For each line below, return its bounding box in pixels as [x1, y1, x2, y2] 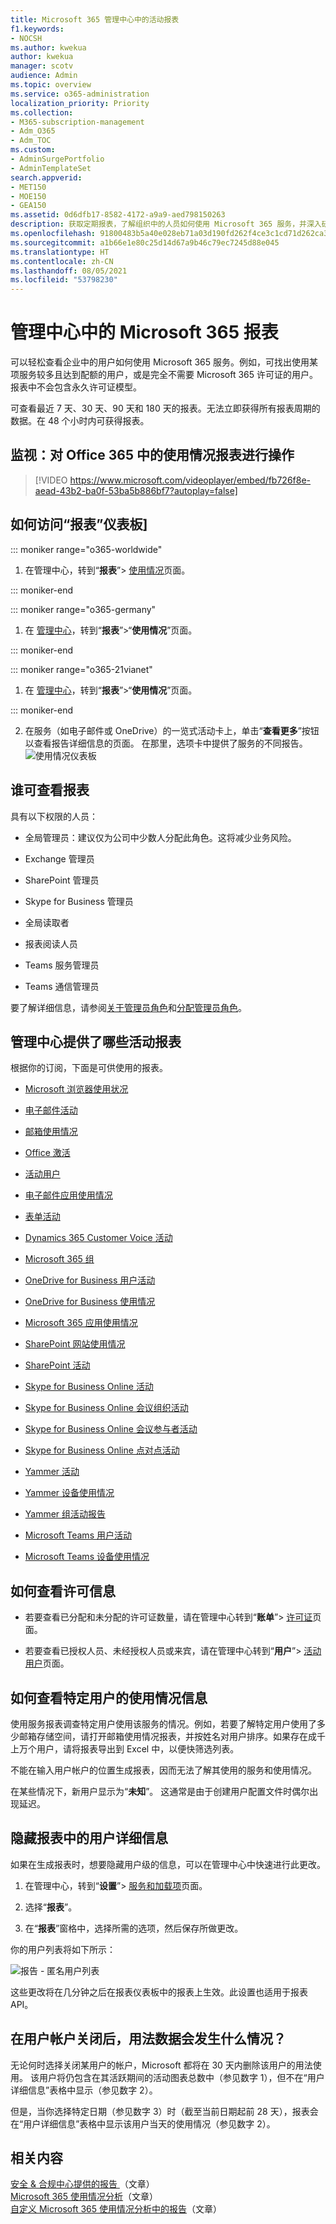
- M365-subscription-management [10, 117, 145, 127]
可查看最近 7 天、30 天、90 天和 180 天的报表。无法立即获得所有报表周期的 [10, 402, 321, 415]
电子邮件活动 [24, 1104, 78, 1116]
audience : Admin [10, 71, 78, 81]
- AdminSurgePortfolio [10, 154, 105, 164]
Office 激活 [24, 1147, 71, 1159]
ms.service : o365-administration [10, 89, 150, 99]
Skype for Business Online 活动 [24, 1381, 154, 1393]
